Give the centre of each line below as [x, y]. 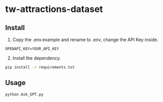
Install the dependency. [36, 58]
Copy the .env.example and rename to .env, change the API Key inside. [85, 39]
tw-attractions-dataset [54, 9]
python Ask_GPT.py [24, 94]
